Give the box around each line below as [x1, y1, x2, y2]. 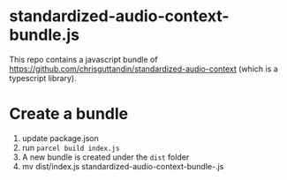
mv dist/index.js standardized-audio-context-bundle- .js [21, 161, 224, 171]
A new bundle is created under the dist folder [21, 152, 190, 162]
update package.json [21, 132, 99, 143]
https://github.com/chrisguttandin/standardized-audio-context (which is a [9, 64, 278, 74]
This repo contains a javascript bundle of [9, 54, 158, 64]
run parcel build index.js [21, 142, 120, 153]
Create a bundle [9, 104, 129, 124]
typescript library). [9, 72, 77, 83]
